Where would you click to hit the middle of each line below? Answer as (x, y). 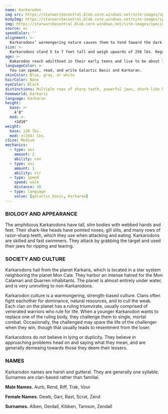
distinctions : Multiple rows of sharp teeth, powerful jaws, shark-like (82, 89)
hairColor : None (22, 80)
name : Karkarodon (23, 10)
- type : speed (24, 178)
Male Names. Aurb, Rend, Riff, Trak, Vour (48, 387)
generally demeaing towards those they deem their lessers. (66, 348)
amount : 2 (24, 154)
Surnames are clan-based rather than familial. (52, 377)
